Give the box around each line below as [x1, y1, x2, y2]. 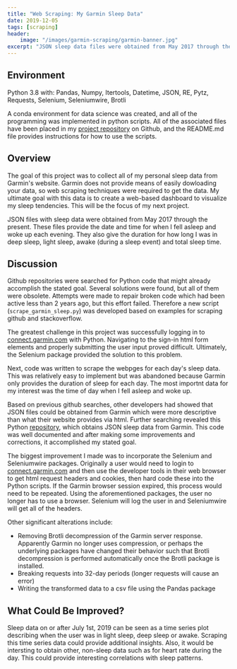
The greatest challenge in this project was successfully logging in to [7, 328, 205, 337]
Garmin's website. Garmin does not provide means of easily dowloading [7, 178, 217, 187]
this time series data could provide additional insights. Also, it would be [7, 639, 214, 647]
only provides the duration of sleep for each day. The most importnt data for [7, 379, 229, 388]
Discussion [7, 258, 58, 270]
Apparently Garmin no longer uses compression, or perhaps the [17, 539, 203, 548]
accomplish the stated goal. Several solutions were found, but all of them [7, 284, 219, 293]
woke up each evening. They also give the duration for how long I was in [7, 230, 218, 238]
